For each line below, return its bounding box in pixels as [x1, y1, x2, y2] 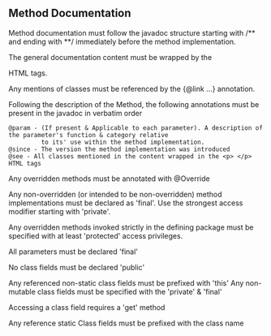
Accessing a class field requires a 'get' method [8, 302, 166, 312]
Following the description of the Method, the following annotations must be [8, 99, 260, 109]
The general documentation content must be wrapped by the [8, 52, 213, 62]
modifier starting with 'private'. [8, 206, 111, 216]
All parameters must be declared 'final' [8, 247, 139, 256]
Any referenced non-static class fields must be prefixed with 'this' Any [8, 278, 244, 287]
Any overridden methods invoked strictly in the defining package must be [8, 222, 254, 232]
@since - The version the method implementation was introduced [8, 145, 230, 153]
